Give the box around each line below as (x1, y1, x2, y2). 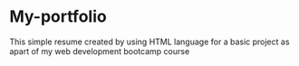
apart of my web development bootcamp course (9, 45, 190, 56)
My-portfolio (9, 6, 107, 27)
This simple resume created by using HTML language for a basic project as (9, 36, 290, 47)
